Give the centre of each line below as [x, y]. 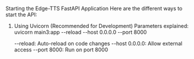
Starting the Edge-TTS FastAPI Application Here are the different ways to [94, 8]
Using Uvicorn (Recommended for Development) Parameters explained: [101, 26]
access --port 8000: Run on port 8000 [61, 50]
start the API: [22, 15]
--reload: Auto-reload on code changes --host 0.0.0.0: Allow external [98, 44]
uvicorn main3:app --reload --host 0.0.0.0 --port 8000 [80, 32]
